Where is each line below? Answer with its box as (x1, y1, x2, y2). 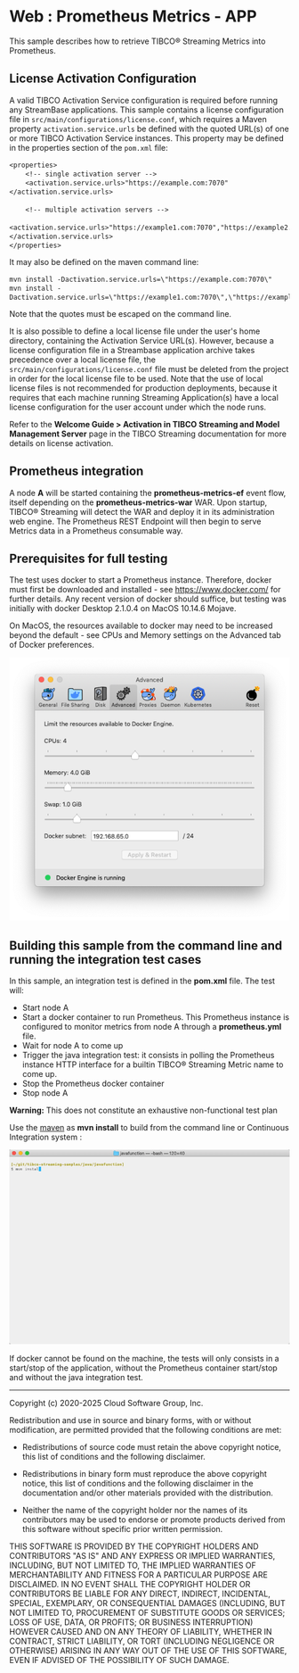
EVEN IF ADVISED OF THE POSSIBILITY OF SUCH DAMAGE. (9, 1655, 230, 1666)
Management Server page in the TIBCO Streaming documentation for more (9, 428, 287, 439)
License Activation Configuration (9, 71, 198, 87)
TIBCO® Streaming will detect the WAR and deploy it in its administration (9, 506, 275, 517)
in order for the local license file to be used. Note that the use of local (9, 373, 264, 384)
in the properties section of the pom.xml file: (9, 142, 169, 153)
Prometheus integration (9, 464, 144, 479)
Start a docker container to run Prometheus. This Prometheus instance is (21, 1012, 290, 1023)
